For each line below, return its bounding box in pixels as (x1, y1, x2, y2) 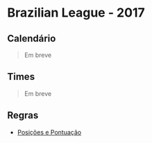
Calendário (7, 33, 56, 44)
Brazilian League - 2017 (7, 5, 145, 21)
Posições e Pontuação (17, 128, 82, 136)
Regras (7, 110, 39, 121)
